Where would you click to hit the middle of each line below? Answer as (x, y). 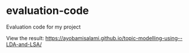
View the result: (25, 38)
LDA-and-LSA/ (24, 44)
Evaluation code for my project (43, 27)
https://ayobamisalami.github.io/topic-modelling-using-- (114, 38)
